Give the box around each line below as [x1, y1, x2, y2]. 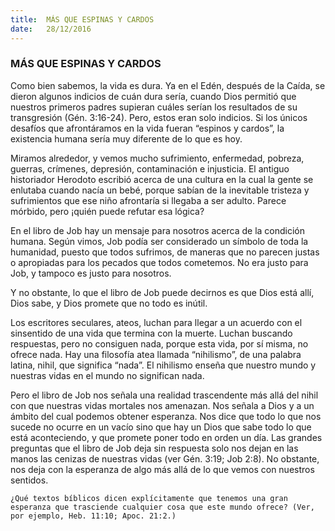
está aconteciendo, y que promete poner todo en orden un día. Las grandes [10, 431, 323, 443]
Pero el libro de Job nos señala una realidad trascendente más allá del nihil [10, 389, 319, 401]
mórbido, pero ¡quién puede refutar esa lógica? [10, 205, 205, 217]
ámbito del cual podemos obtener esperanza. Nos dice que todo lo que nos [10, 410, 322, 422]
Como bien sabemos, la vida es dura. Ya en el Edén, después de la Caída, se [10, 79, 326, 91]
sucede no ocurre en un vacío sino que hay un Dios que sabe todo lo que [10, 421, 312, 433]
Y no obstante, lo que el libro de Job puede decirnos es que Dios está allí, [10, 286, 315, 298]
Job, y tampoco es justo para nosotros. [10, 267, 172, 279]
